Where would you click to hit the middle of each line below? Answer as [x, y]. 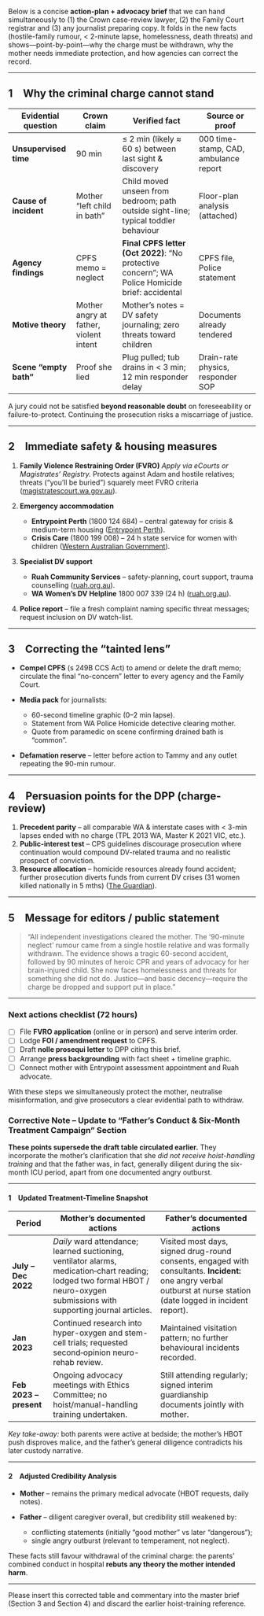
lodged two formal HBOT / [101, 1281]
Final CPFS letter [154, 243]
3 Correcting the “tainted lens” [90, 649]
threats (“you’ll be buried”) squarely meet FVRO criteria [109, 482]
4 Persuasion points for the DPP [92, 796]
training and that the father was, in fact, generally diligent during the [119, 1164]
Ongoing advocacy [88, 1375]
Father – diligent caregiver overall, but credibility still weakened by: [128, 1517]
